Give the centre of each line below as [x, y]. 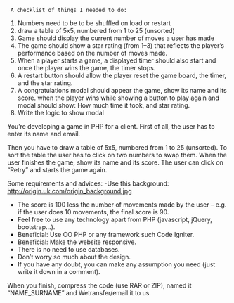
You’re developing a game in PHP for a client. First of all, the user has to [111, 126]
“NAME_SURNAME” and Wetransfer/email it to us [78, 293]
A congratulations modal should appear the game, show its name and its [122, 90]
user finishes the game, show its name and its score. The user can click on [115, 162]
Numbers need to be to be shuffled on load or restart [94, 23]
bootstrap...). [36, 227]
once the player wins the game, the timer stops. [86, 68]
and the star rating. [45, 83]
